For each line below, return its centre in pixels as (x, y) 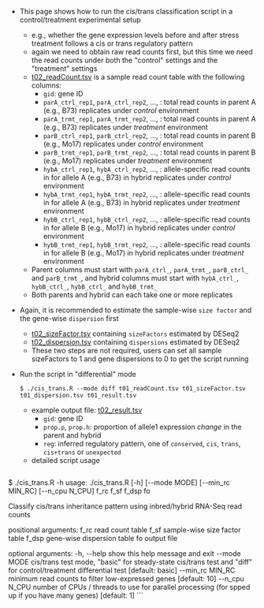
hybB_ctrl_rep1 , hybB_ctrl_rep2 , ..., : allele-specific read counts (147, 219)
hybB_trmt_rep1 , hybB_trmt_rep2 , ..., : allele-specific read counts (147, 244)
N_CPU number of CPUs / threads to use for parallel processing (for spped (129, 587)
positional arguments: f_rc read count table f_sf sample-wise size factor (125, 530)
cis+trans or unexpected (82, 452)
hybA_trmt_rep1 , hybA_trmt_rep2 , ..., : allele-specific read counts (147, 194)
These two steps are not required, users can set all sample (126, 351)
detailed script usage (65, 460)
